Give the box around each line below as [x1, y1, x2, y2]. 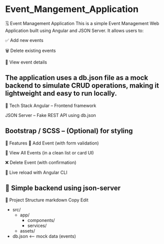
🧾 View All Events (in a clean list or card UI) [5, 149, 94, 155]
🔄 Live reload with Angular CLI [5, 169, 67, 175]
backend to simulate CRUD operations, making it [5, 81, 159, 90]
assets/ [19, 228, 35, 234]
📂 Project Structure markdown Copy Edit [5, 197, 88, 203]
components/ [27, 217, 55, 223]
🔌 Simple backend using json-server [5, 183, 121, 192]
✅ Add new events [5, 37, 43, 43]
